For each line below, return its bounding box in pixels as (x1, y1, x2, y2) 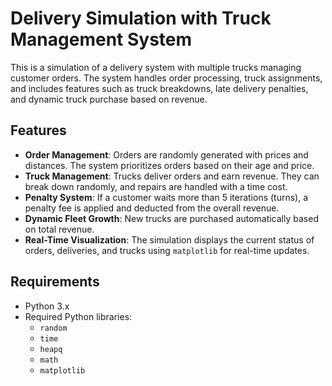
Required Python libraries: (24, 310, 133, 322)
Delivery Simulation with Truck (10, 7, 272, 30)
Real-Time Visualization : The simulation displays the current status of (24, 233, 315, 246)
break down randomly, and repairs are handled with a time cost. (24, 180, 288, 192)
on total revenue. (24, 223, 95, 235)
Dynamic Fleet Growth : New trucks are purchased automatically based (24, 212, 319, 224)
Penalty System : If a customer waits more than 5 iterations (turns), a (24, 191, 309, 203)
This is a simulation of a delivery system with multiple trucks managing (10, 61, 302, 73)
